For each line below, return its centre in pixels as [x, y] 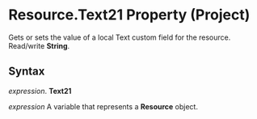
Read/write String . [39, 45]
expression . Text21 [40, 91]
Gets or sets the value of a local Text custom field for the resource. [120, 37]
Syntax [27, 72]
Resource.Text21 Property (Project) [129, 15]
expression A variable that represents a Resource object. [103, 106]
